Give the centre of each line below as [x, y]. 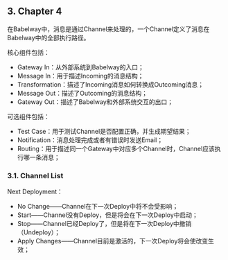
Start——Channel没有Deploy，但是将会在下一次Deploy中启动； [108, 215]
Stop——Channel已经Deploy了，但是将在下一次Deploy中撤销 [104, 224]
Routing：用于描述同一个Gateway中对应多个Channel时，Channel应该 [116, 148]
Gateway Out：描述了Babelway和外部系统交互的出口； [95, 102]
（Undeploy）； [39, 232]
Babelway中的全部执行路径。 [49, 37]
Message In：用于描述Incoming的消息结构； [80, 76]
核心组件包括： [28, 52]
